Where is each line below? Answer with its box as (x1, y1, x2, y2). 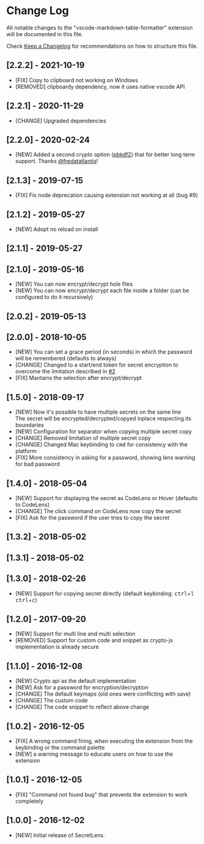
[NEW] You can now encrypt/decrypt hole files (15, 280, 133, 288)
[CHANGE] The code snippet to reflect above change (15, 703, 150, 711)
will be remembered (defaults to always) (15, 355, 117, 362)
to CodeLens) (15, 501, 50, 509)
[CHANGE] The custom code (15, 697, 88, 704)
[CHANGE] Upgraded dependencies (15, 117, 107, 124)
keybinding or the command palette (15, 744, 105, 751)
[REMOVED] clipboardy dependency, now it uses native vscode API (15, 83, 185, 90)
